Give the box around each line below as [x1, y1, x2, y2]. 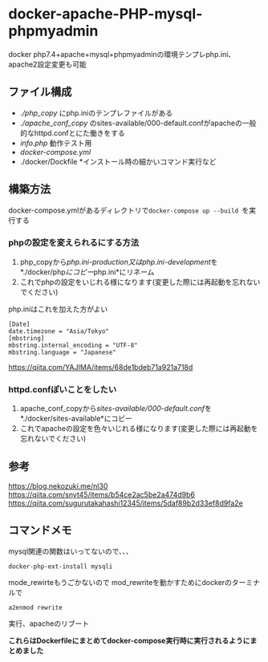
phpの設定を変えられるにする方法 [8, 238, 140, 249]
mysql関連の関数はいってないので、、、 [8, 546, 134, 556]
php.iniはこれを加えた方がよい [8, 304, 108, 314]
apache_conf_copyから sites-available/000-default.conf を [19, 404, 213, 413]
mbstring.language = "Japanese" [8, 348, 116, 356]
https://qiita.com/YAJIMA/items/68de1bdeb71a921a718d [8, 362, 193, 372]
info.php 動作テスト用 [19, 138, 92, 148]
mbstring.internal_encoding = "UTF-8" [8, 341, 138, 349]
